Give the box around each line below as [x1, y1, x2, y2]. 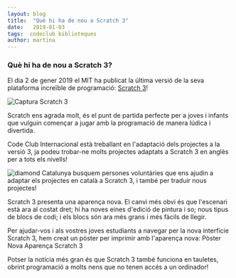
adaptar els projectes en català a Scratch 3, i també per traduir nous [7, 177, 208, 185]
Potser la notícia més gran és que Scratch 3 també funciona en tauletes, [7, 255, 219, 264]
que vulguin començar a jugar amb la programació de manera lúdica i [7, 118, 211, 128]
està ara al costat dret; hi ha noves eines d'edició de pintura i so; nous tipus [7, 205, 229, 213]
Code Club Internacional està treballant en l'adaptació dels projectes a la [7, 140, 220, 149]
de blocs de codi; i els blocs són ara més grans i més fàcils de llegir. [7, 213, 207, 221]
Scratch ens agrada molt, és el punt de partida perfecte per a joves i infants [7, 111, 229, 120]
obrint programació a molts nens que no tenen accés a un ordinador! [7, 263, 209, 272]
